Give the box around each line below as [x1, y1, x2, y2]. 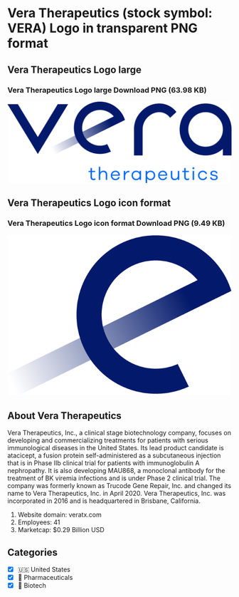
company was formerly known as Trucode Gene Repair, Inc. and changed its [7, 482, 232, 490]
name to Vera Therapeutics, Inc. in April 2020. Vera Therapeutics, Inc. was [7, 489, 226, 498]
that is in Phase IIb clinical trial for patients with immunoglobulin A [7, 459, 200, 467]
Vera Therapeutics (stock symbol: [7, 5, 213, 21]
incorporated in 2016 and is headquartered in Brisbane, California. [7, 497, 201, 505]
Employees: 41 [17, 518, 60, 526]
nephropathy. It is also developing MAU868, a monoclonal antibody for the [7, 467, 225, 475]
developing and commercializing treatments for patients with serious [7, 436, 208, 445]
